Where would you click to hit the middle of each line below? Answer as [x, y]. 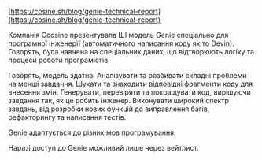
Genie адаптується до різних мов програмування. [92, 132]
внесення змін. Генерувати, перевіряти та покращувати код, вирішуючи [130, 92]
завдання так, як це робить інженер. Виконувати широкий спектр [119, 100]
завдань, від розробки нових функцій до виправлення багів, [109, 109]
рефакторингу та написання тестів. [67, 117]
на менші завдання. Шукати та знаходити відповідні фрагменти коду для [131, 84]
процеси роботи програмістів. [59, 60]
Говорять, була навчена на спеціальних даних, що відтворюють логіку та [131, 52]
